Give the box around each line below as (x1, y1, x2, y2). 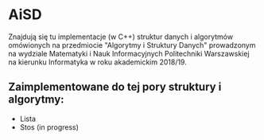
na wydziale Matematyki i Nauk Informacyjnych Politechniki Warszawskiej (8, 49, 250, 58)
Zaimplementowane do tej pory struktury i (8, 80, 222, 94)
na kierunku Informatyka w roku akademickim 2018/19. (8, 57, 187, 67)
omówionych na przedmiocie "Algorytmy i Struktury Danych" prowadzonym (8, 40, 256, 49)
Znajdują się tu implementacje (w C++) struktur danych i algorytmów (8, 32, 233, 41)
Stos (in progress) (19, 122, 80, 132)
